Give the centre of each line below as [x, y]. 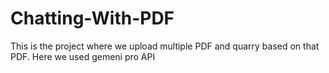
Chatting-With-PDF [92, 18]
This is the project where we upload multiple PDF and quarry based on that [165, 46]
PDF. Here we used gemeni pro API [83, 56]
